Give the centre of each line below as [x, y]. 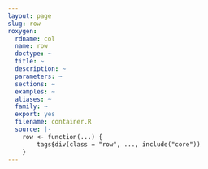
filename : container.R [53, 122]
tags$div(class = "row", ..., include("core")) [119, 144]
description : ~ [41, 69]
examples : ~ [35, 91]
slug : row [24, 24]
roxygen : [22, 31]
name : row [31, 46]
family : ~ [31, 106]
